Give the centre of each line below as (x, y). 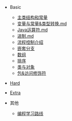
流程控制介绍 (30, 42)
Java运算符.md (32, 30)
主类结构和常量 (32, 17)
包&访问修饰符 (32, 73)
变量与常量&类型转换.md (42, 24)
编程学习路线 (30, 113)
